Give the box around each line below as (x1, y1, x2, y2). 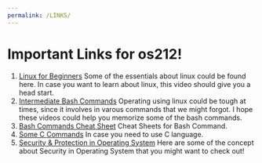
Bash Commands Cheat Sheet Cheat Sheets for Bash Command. (18, 121, 228, 130)
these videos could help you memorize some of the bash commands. (18, 113, 242, 122)
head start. (18, 88, 54, 97)
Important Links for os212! (7, 45, 182, 63)
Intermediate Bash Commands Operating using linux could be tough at (18, 96, 246, 106)
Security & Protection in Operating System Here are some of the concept (18, 138, 254, 147)
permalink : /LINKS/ (7, 11, 71, 20)
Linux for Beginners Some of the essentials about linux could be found (18, 71, 246, 81)
